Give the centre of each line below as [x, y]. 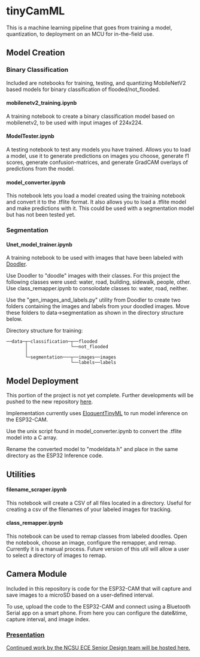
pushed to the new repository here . [50, 401]
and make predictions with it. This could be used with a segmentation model [100, 208]
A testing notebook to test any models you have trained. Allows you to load [99, 150]
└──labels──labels [93, 363]
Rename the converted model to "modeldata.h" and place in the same [92, 449]
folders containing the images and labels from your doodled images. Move [98, 306]
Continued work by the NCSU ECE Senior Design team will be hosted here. [98, 648]
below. [14, 319]
